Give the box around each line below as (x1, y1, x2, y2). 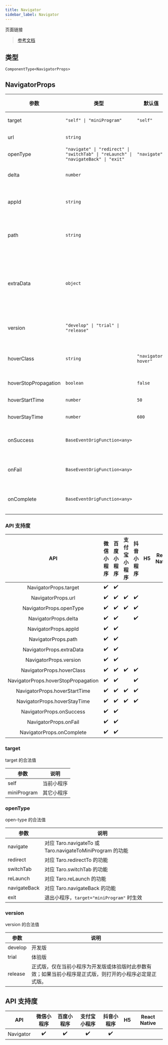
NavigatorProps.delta (28, 615, 78, 622)
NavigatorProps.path (28, 636, 77, 643)
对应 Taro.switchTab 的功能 (44, 866, 108, 873)
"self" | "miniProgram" (65, 117, 122, 123)
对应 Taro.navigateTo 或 (44, 840, 100, 847)
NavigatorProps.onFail (27, 718, 79, 725)
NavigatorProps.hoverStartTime (15, 687, 90, 694)
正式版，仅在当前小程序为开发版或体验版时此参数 (31, 963, 147, 970)
